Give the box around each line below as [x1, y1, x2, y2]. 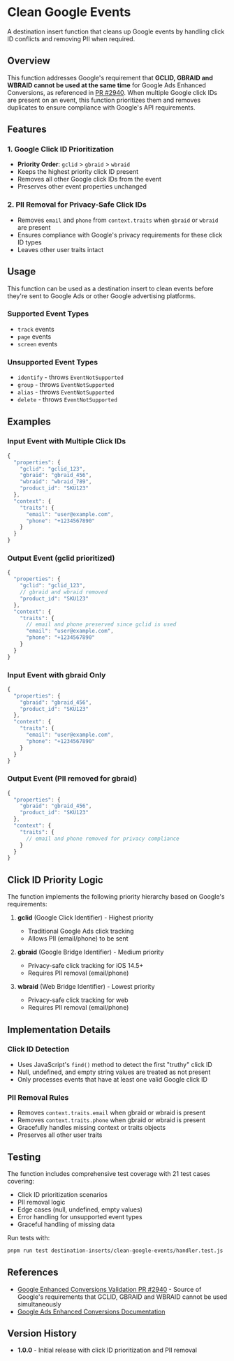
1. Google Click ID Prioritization [7, 145, 114, 154]
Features [7, 124, 47, 135]
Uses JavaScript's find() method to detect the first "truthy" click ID [17, 1060, 213, 1068]
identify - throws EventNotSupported [17, 373, 124, 381]
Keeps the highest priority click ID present [17, 168, 139, 176]
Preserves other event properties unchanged [17, 182, 147, 191]
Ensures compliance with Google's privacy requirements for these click [17, 230, 223, 239]
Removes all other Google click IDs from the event [17, 175, 162, 184]
